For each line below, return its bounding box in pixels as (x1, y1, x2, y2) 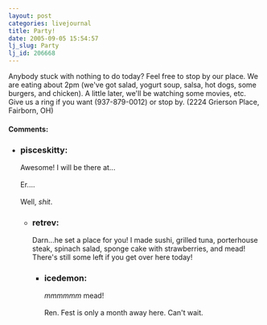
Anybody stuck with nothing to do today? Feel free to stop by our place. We (8, 72, 259, 81)
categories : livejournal (8, 19, 92, 27)
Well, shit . (19, 197, 53, 206)
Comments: (8, 124, 49, 134)
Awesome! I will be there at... (19, 162, 116, 172)
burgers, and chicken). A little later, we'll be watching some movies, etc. (8, 89, 247, 98)
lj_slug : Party (8, 42, 60, 50)
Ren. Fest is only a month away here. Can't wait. (43, 308, 203, 318)
